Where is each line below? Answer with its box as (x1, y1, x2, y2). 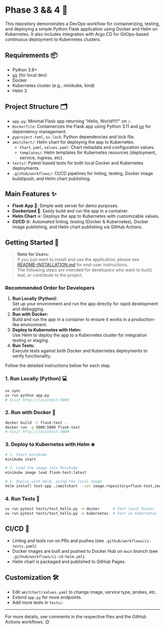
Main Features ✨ (5, 189, 57, 198)
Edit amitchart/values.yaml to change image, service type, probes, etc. (12, 589, 157, 595)
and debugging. (12, 306, 45, 312)
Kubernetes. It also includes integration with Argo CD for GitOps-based (5, 31, 149, 37)
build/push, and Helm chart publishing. (12, 176, 91, 181)
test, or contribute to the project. (17, 272, 83, 278)
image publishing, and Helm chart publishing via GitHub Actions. (12, 224, 143, 230)
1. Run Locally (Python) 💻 (5, 375, 68, 382)
